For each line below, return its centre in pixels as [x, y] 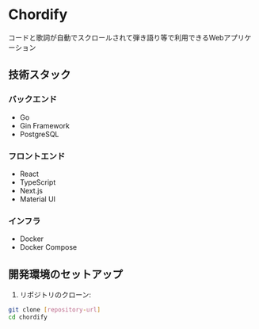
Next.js [31, 190]
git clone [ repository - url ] [55, 310]
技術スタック [40, 75]
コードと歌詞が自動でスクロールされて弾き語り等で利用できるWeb [116, 37]
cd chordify [28, 317]
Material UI [38, 199]
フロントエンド [37, 156]
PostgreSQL [39, 134]
